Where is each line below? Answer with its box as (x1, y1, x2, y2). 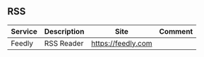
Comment (159, 26, 193, 36)
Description (44, 26, 85, 36)
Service (11, 26, 37, 36)
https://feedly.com (91, 38, 152, 48)
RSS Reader (44, 38, 84, 48)
